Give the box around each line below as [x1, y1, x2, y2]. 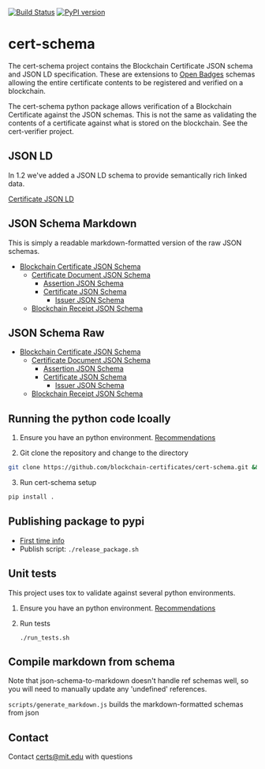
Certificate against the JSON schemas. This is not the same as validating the [8, 110, 257, 119]
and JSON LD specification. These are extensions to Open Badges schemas [8, 69, 256, 79]
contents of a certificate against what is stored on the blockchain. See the [8, 118, 248, 128]
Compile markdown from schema [8, 655, 175, 668]
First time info [19, 536, 65, 545]
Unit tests [8, 567, 57, 580]
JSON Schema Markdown [8, 217, 137, 230]
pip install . [8, 493, 55, 501]
